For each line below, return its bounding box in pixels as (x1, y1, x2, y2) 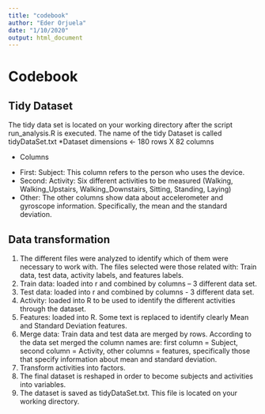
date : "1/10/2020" (8, 26, 69, 34)
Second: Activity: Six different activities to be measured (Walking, (19, 176, 233, 186)
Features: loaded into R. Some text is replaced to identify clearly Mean (19, 313, 249, 322)
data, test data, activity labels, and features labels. (19, 271, 184, 280)
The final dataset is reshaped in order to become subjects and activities (19, 371, 254, 381)
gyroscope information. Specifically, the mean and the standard (19, 201, 228, 211)
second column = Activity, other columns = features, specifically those (19, 346, 251, 356)
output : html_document (8, 33, 83, 42)
